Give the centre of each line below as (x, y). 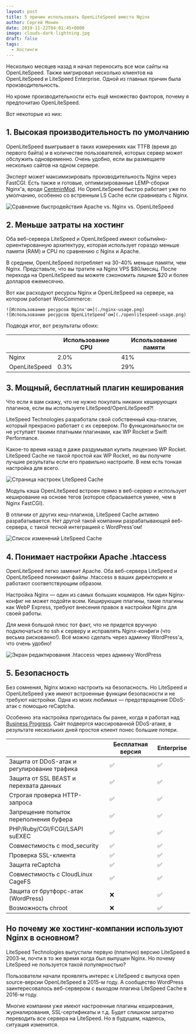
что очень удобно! (29, 643)
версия (131, 752)
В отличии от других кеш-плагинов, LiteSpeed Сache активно (83, 515)
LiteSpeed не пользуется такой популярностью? (66, 964)
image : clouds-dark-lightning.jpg (48, 33)
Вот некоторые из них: (34, 114)
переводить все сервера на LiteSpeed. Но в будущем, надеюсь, (86, 1018)
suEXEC (20, 836)
